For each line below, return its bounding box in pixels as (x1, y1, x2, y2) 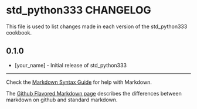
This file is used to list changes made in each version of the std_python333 (6, 23, 188, 30)
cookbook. (6, 29, 32, 36)
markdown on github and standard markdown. (6, 96, 118, 103)
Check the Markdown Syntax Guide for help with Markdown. (6, 79, 152, 86)
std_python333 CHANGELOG (6, 4, 151, 17)
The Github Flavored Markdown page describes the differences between (6, 90, 182, 97)
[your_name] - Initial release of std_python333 (14, 62, 127, 69)
